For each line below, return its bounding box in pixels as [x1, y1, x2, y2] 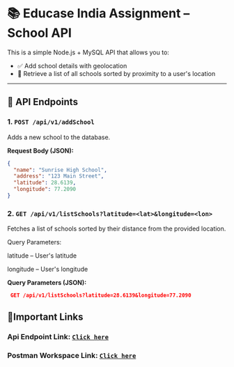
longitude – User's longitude [7, 265, 88, 274]
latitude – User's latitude [7, 251, 77, 260]
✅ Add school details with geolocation [17, 61, 127, 70]
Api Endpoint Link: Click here [7, 332, 109, 342]
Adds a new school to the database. [7, 133, 111, 141]
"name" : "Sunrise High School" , [13, 166, 108, 173]
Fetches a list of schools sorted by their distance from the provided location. [7, 224, 226, 233]
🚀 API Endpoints [7, 96, 79, 108]
